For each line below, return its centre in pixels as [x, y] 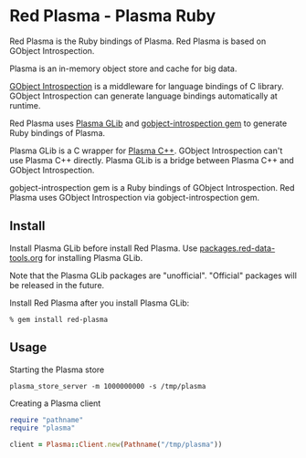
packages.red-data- [237, 248]
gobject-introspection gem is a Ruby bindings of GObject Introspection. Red [152, 187]
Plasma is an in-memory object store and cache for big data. [123, 68]
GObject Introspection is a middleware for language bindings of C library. [147, 86]
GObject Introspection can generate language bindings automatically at [144, 96]
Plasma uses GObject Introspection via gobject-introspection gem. [135, 197]
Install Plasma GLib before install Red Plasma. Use [104, 248]
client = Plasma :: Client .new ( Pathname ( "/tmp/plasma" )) [116, 445]
